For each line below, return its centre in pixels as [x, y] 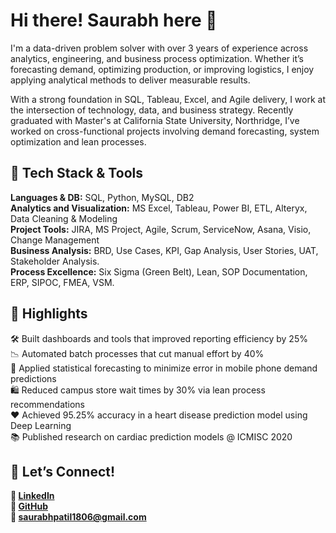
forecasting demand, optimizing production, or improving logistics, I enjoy [162, 69]
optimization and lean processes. [78, 141]
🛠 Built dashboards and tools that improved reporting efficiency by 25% [159, 338]
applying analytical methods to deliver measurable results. [130, 80]
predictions [33, 378]
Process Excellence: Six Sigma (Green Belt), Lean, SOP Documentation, [159, 271]
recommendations [48, 404]
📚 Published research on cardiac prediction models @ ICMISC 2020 [151, 436]
